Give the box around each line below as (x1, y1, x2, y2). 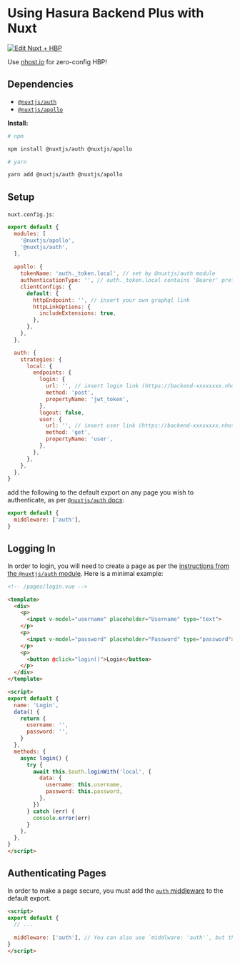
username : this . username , (45, 781, 123, 789)
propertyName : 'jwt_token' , (45, 395, 130, 402)
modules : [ (14, 230, 46, 237)
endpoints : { (33, 369, 72, 376)
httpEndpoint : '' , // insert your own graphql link (33, 296, 191, 304)
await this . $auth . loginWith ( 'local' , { (33, 768, 152, 775)
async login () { (20, 754, 69, 761)
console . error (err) (33, 814, 91, 821)
